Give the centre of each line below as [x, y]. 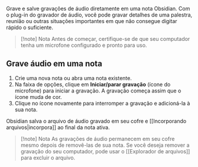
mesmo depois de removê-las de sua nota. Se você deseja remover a [105, 145]
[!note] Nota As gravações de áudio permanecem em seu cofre [98, 139]
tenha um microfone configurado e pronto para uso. [84, 45]
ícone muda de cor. [38, 97]
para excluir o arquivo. [48, 158]
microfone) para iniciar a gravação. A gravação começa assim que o [98, 91]
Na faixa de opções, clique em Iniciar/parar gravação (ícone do [92, 84]
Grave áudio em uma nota [54, 64]
